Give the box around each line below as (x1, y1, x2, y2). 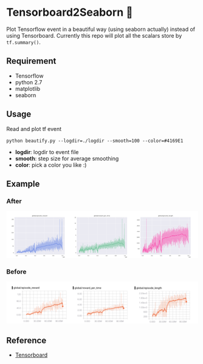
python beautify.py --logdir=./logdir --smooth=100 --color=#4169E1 (6, 138, 184, 144)
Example (6, 178, 40, 189)
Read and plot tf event (6, 125, 62, 132)
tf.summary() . (6, 38, 41, 45)
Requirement (6, 56, 57, 66)
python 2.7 (15, 78, 43, 86)
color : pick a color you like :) (15, 161, 87, 169)
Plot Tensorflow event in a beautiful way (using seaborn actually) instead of (6, 25, 196, 33)
